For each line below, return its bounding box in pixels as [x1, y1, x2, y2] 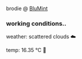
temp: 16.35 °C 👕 [6, 47, 47, 54]
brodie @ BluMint [6, 5, 48, 12]
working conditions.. [6, 19, 67, 27]
